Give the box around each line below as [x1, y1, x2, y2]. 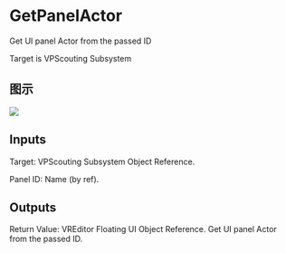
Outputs [9, 199, 57, 215]
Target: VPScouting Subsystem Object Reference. [9, 156, 195, 167]
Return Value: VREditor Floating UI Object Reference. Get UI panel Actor [9, 224, 278, 235]
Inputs [9, 132, 47, 148]
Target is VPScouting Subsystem [9, 53, 132, 63]
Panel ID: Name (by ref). [9, 173, 100, 184]
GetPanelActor [9, 5, 123, 26]
